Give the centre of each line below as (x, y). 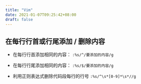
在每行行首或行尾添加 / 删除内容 (55, 41)
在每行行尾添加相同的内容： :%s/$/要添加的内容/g (63, 65)
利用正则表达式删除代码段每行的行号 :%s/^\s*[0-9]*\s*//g (74, 76)
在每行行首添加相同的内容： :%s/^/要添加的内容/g (63, 54)
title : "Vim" (19, 10)
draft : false (19, 19)
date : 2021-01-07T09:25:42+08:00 (41, 15)
